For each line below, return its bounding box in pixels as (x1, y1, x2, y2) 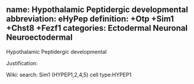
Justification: (6, 59, 38, 67)
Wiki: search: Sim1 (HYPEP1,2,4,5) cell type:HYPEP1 (6, 71, 132, 78)
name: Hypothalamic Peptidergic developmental (6, 5, 188, 15)
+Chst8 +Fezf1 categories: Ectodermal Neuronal (6, 23, 188, 33)
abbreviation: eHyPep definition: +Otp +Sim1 (6, 14, 174, 24)
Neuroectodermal (6, 33, 73, 43)
